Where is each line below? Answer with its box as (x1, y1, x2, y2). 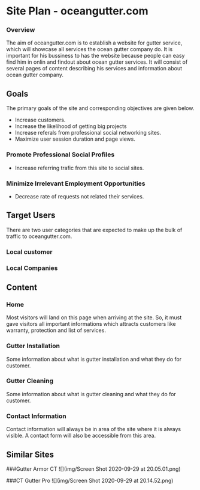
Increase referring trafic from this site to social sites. (14, 164, 144, 171)
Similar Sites (6, 449, 54, 459)
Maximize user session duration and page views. (14, 135, 136, 142)
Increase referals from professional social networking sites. (14, 129, 162, 136)
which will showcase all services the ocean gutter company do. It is (6, 46, 173, 53)
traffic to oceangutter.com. (6, 233, 72, 240)
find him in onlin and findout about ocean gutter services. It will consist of (6, 58, 188, 66)
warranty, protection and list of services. (6, 326, 107, 334)
